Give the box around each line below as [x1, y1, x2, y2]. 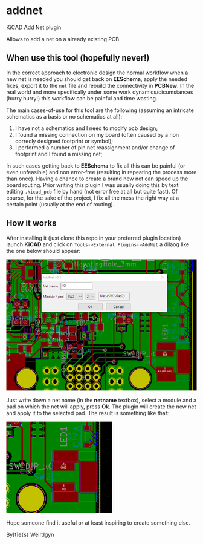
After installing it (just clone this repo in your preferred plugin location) [6, 234, 181, 241]
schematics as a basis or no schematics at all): [6, 113, 123, 120]
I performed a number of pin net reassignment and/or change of [14, 143, 175, 151]
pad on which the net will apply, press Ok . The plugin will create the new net [6, 403, 196, 410]
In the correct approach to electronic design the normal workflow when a [6, 69, 188, 76]
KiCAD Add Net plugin [6, 24, 62, 31]
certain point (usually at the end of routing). [6, 200, 115, 208]
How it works [6, 218, 57, 229]
